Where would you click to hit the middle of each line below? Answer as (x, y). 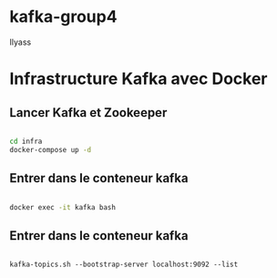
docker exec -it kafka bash (63, 207)
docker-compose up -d (51, 149)
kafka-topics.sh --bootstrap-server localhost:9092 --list (124, 265)
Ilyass (21, 42)
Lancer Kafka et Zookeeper (88, 113)
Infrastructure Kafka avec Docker (138, 79)
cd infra (26, 141)
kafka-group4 (63, 17)
